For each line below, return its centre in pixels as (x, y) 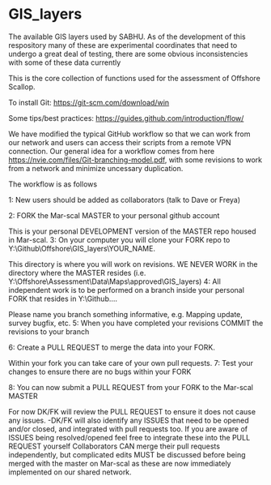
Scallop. (22, 87)
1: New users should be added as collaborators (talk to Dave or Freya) (125, 200)
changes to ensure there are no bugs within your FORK (100, 371)
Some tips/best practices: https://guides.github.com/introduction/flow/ (126, 118)
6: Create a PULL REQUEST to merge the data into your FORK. (112, 347)
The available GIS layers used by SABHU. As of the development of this (127, 36)
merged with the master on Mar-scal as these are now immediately (120, 463)
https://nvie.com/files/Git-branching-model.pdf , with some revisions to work (135, 160)
